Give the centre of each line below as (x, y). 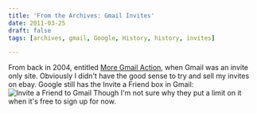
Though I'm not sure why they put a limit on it (167, 93)
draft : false (30, 30)
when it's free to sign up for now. (62, 101)
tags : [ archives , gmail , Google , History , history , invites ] (112, 38)
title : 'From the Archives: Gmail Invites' (82, 16)
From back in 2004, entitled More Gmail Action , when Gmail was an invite (128, 68)
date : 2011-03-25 (37, 23)
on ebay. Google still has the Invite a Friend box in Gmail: (101, 85)
